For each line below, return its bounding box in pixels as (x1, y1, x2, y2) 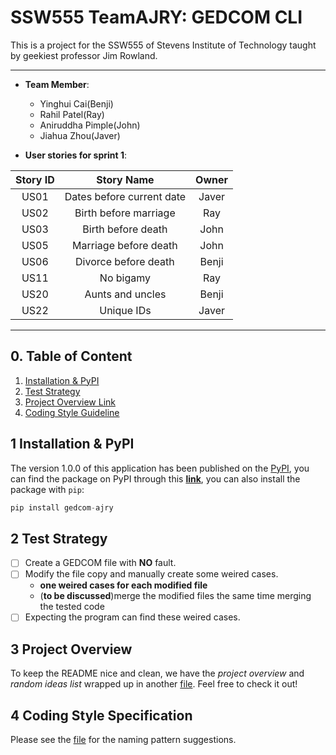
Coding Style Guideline (24, 406, 120, 418)
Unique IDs (99, 303, 152, 317)
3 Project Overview (10, 641, 133, 658)
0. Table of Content (10, 348, 133, 365)
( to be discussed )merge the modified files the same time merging (39, 590, 312, 602)
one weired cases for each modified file (39, 579, 208, 591)
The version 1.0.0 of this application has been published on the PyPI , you (10, 462, 310, 474)
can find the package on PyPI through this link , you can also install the (10, 472, 301, 485)
